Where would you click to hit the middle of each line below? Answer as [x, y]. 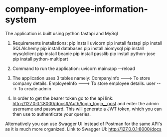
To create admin [35, 88]
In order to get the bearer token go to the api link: [63, 98]
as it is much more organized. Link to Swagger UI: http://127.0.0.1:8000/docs [83, 129]
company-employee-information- [77, 9]
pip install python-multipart [40, 59]
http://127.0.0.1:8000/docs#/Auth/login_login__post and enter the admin [85, 103]
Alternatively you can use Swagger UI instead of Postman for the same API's [84, 124]
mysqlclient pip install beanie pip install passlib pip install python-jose [84, 54]
